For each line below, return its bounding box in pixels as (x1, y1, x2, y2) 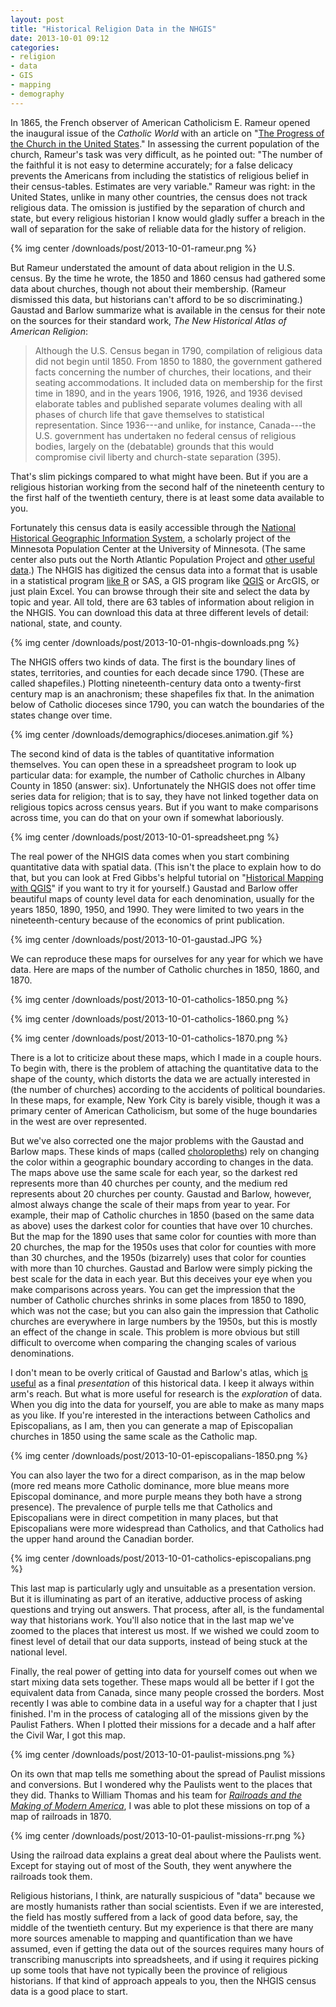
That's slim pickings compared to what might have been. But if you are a (10, 470, 309, 482)
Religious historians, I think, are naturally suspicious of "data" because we (10, 1889, 316, 1901)
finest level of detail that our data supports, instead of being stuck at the (10, 1635, 308, 1647)
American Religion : (10, 325, 88, 337)
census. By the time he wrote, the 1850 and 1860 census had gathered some (10, 272, 326, 284)
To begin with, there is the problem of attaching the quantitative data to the (10, 1062, 319, 1074)
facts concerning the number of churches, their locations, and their (34, 366, 312, 378)
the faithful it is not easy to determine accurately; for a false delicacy (10, 159, 293, 171)
